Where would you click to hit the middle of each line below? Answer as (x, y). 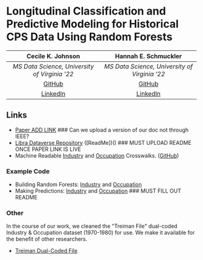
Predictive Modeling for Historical (92, 24)
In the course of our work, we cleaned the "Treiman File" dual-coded (92, 226)
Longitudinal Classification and (86, 11)
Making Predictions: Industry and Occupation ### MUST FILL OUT (98, 191)
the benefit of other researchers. (47, 239)
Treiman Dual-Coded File (46, 251)
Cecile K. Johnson (53, 56)
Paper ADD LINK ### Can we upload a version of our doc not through (102, 130)
